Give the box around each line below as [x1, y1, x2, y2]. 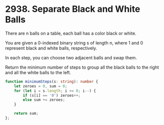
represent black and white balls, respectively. [5, 45, 97, 51]
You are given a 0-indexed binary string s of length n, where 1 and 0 [5, 40, 143, 45]
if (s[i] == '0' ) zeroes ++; [23, 93, 81, 98]
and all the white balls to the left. [5, 69, 72, 75]
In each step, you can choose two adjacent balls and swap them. [5, 54, 137, 60]
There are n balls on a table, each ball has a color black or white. [5, 30, 137, 36]
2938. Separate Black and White [5, 3, 140, 15]
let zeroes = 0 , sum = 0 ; [14, 83, 68, 88]
